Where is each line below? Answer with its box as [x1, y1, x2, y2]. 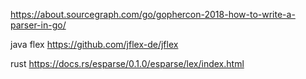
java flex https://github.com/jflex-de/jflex [10, 39, 179, 50]
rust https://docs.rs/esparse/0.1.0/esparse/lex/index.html [10, 58, 245, 69]
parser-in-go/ [10, 19, 67, 31]
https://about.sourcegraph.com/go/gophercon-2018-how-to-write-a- [10, 9, 296, 20]
